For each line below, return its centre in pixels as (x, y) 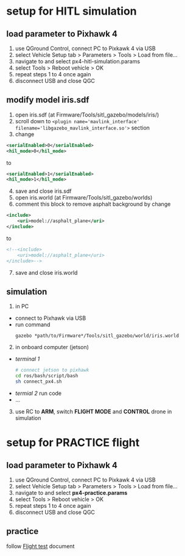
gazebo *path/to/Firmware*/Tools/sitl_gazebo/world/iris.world (97, 336)
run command (33, 325)
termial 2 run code (38, 393)
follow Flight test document (40, 546)
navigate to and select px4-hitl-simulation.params (78, 61)
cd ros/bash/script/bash (47, 376)
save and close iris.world (46, 272)
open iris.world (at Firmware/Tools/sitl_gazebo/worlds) (84, 198)
